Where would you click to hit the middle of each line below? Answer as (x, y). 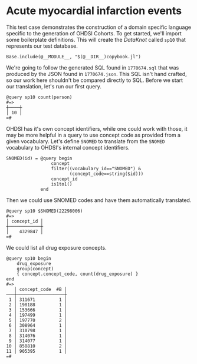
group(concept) (35, 269)
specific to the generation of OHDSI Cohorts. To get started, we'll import (94, 33)
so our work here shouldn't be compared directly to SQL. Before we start (95, 80)
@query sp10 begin (29, 258)
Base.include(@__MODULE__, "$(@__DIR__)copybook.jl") (74, 57)
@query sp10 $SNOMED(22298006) (45, 211)
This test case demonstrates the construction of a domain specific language (99, 27)
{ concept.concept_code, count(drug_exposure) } (78, 274)
